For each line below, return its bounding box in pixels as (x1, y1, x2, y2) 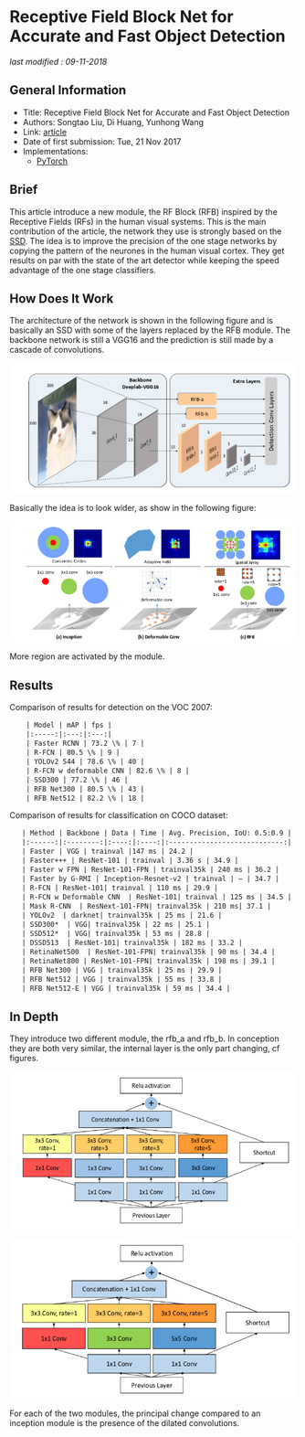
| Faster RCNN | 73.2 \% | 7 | (26, 739, 145, 749)
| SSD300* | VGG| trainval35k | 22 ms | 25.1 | (21, 921, 210, 930)
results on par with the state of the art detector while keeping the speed (9, 254, 280, 266)
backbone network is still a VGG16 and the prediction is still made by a (9, 335, 274, 346)
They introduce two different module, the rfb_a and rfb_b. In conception (9, 1033, 280, 1044)
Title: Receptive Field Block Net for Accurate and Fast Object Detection (22, 107, 290, 118)
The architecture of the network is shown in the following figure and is (9, 315, 274, 326)
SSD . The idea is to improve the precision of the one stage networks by (9, 235, 278, 246)
